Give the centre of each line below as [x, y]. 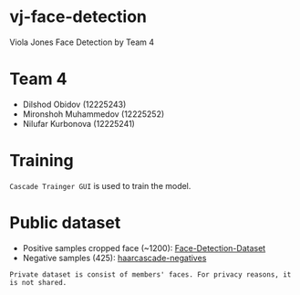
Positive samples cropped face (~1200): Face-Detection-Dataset [144, 248]
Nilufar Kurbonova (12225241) [78, 123]
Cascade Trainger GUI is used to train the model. [100, 185]
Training [42, 161]
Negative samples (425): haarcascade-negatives [114, 258]
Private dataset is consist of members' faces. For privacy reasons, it [150, 274]
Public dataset [65, 223]
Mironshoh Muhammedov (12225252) [93, 114]
